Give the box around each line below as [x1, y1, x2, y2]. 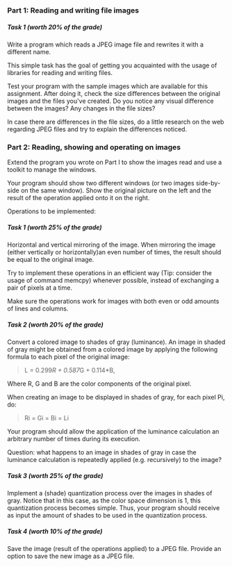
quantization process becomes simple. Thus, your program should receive [7, 504, 220, 512]
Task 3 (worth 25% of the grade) [7, 471, 103, 479]
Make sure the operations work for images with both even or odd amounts [7, 297, 219, 306]
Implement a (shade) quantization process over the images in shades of [7, 489, 213, 498]
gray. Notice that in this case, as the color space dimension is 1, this [7, 496, 201, 505]
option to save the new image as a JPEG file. [7, 552, 135, 561]
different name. [7, 47, 51, 56]
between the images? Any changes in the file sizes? [7, 104, 156, 113]
